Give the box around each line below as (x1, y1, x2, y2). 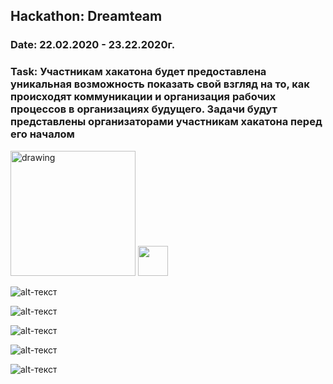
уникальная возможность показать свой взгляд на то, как (10, 77, 310, 91)
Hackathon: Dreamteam (10, 8, 163, 25)
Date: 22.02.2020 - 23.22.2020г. (10, 38, 176, 52)
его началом (10, 127, 75, 141)
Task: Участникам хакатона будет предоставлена (10, 65, 267, 79)
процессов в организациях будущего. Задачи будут (10, 102, 278, 116)
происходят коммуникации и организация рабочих (10, 90, 277, 104)
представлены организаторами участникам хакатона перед (10, 115, 323, 129)
